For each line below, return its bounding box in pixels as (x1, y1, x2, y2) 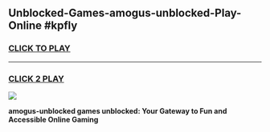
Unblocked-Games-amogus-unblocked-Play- (8, 6, 242, 20)
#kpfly (43, 19, 78, 33)
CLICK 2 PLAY (8, 73, 64, 84)
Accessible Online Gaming (8, 114, 99, 124)
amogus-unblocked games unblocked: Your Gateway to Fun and (8, 106, 227, 115)
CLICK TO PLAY (8, 43, 71, 54)
